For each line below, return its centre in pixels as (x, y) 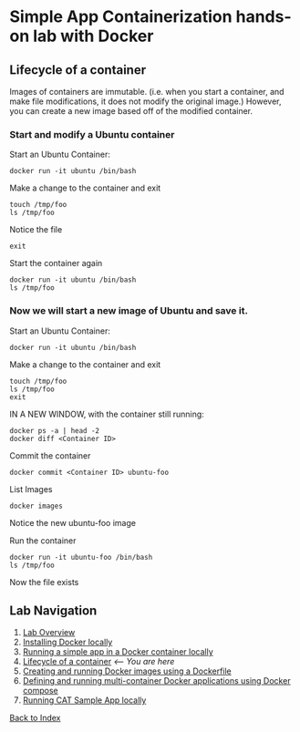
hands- (264, 17)
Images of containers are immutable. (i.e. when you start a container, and (147, 92)
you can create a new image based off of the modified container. (131, 111)
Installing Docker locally (67, 642)
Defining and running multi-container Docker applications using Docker (156, 681)
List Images (31, 489)
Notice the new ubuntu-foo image (73, 522)
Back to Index (35, 718)
